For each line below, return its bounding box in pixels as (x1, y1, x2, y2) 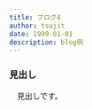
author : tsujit (9, 21, 65, 30)
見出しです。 (16, 90, 64, 101)
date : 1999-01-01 (9, 29, 73, 38)
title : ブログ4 (9, 12, 61, 22)
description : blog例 (9, 37, 84, 47)
